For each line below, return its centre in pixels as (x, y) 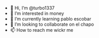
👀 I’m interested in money (37, 13)
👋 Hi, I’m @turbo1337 (32, 8)
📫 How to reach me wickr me (42, 30)
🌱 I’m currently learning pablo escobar (51, 19)
